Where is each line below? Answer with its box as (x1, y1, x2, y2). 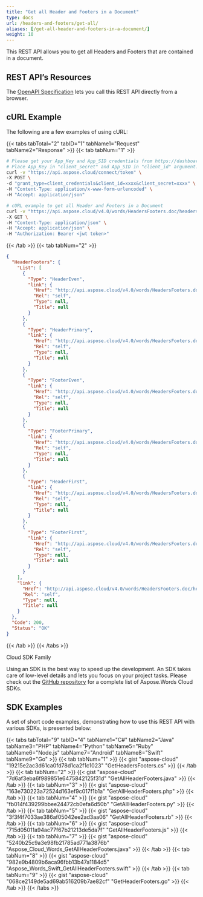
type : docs (6, 15, 34, 21)
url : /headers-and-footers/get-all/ (6, 20, 98, 26)
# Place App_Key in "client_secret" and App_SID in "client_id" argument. (6, 164, 199, 170)
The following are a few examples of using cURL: (6, 128, 128, 135)
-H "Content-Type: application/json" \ (6, 219, 107, 226)
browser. (6, 94, 28, 102)
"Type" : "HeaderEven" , (28, 276, 85, 282)
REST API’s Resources (6, 72, 92, 82)
